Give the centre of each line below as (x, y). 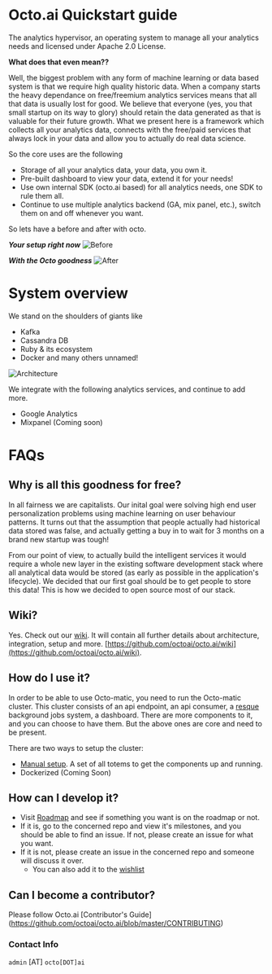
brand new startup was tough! (59, 539)
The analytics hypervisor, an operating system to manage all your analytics (134, 37)
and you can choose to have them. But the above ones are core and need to (135, 723)
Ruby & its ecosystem (56, 349)
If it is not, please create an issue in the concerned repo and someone (137, 852)
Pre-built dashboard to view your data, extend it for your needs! (127, 178)
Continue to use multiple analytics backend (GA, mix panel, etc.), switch (140, 204)
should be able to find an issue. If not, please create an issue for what (137, 835)
